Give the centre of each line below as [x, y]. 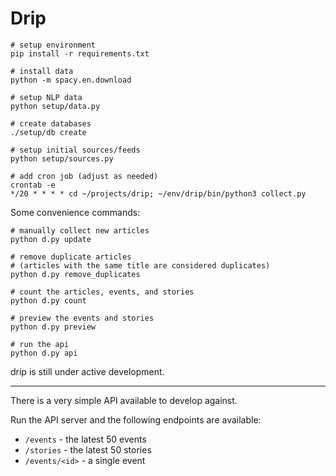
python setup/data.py [55, 106]
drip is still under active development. [87, 371]
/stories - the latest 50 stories [88, 449]
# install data [42, 71]
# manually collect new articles [80, 230]
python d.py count [48, 300]
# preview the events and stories [82, 318]
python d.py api [44, 353]
